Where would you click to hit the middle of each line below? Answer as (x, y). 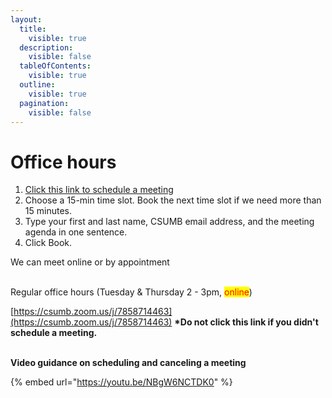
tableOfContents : (55, 66)
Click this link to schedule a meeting (99, 190)
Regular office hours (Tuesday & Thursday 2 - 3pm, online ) (131, 292)
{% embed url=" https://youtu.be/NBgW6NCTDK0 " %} (121, 382)
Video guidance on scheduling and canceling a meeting (128, 363)
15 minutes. (48, 211)
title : (33, 29)
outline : (37, 85)
